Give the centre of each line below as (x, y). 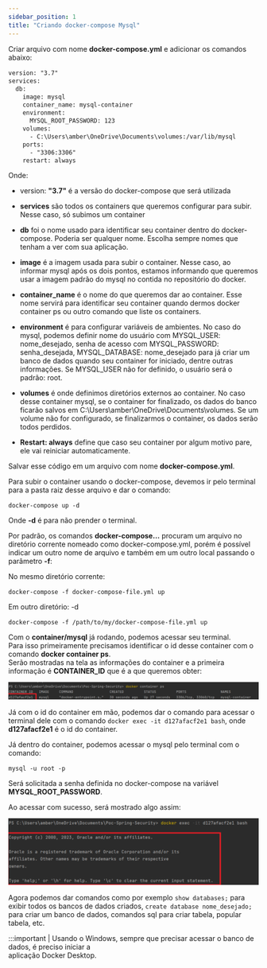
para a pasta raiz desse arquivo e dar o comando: (89, 490)
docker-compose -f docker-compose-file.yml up (87, 592)
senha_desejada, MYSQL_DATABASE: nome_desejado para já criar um (135, 352)
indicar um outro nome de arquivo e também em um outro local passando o (132, 552)
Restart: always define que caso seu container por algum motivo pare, (136, 442)
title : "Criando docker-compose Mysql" (74, 25)
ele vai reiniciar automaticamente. (75, 450)
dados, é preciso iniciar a (50, 947)
